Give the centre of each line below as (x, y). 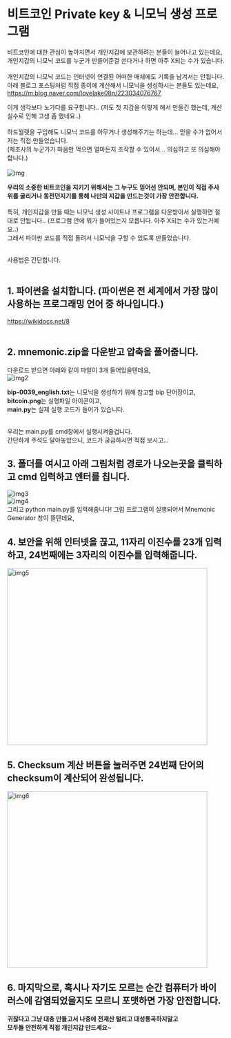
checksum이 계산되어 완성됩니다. (76, 778)
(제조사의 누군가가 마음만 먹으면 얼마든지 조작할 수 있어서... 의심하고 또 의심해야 (114, 149)
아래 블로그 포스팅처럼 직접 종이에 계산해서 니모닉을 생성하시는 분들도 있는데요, (113, 85)
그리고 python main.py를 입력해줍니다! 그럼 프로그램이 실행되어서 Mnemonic (111, 510)
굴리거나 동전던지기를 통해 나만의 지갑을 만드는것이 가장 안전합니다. (109, 196)
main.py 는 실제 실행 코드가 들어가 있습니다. (66, 409)
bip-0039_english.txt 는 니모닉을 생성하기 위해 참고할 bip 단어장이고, (102, 392)
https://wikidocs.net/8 (39, 321)
